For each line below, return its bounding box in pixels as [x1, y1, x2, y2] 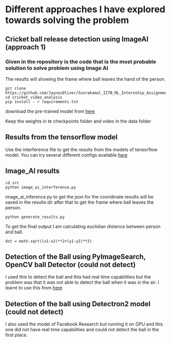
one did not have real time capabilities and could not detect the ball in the [5, 327, 159, 333]
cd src [5, 180, 19, 185]
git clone [5, 86, 26, 91]
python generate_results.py [5, 214, 65, 219]
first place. [5, 332, 28, 338]
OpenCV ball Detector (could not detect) [5, 260, 136, 269]
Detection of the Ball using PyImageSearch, [5, 252, 146, 261]
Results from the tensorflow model [5, 133, 118, 141]
